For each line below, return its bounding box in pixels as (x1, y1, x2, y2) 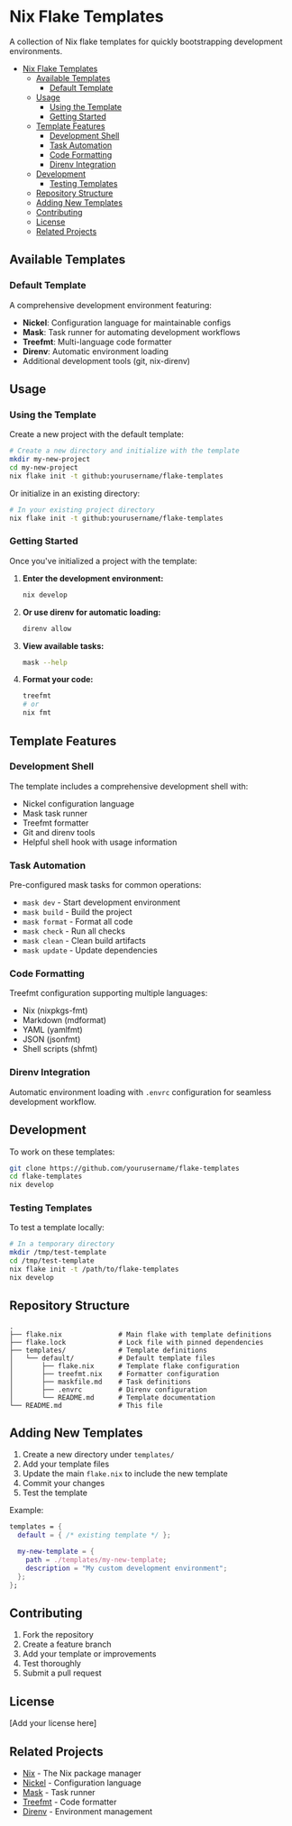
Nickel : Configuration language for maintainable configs (22, 317, 232, 328)
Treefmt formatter (22, 817, 89, 828)
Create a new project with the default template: (9, 429, 185, 440)
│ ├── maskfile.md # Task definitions (9, 1377, 192, 1386)
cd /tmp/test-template (9, 1256, 95, 1265)
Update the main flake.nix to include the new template (22, 1468, 228, 1479)
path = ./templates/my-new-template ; (25, 1556, 168, 1565)
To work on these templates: (9, 1146, 115, 1157)
